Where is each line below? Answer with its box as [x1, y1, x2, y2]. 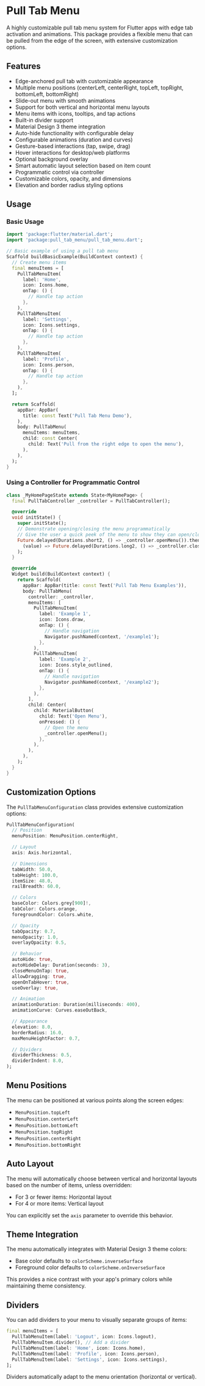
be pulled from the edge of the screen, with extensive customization [6, 37, 178, 44]
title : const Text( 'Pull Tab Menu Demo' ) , [22, 412, 132, 419]
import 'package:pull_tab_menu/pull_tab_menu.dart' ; [6, 237, 143, 243]
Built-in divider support [15, 116, 74, 124]
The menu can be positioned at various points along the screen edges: [6, 1096, 184, 1104]
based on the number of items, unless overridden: [6, 1181, 132, 1188]
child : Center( [28, 702, 67, 708]
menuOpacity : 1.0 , [12, 934, 59, 940]
